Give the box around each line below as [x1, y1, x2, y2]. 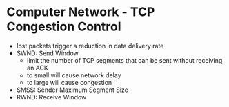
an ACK [26, 64, 49, 72]
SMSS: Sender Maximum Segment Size [16, 86, 129, 94]
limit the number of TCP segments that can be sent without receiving [26, 56, 223, 64]
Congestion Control [6, 19, 121, 35]
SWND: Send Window [16, 49, 79, 57]
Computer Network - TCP [6, 4, 155, 20]
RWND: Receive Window [16, 93, 87, 101]
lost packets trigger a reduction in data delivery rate [16, 41, 164, 50]
